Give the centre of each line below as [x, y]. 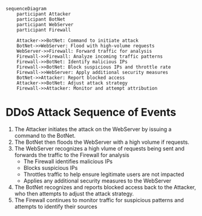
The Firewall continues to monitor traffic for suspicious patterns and [99, 200]
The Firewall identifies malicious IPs [68, 161]
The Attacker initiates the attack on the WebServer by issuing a [93, 129]
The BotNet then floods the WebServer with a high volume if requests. [102, 142]
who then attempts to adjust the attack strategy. [74, 194]
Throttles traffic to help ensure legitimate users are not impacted [104, 174]
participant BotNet [41, 19]
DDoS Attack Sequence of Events [91, 113]
